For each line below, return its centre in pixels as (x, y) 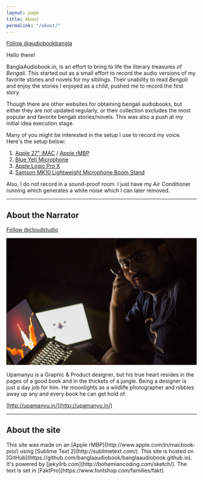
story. (14, 92)
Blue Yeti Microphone (42, 159)
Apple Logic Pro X (37, 166)
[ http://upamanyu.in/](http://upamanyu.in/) (60, 405)
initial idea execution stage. (40, 123)
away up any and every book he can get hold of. (66, 394)
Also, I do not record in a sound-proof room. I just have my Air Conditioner (99, 184)
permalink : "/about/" (34, 25)
